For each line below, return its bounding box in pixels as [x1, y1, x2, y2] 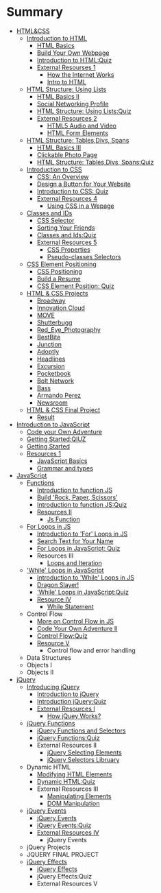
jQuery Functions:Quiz [36, 733, 100, 741]
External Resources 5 [36, 238, 97, 246]
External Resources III [36, 785, 99, 793]
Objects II [26, 668, 54, 676]
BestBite [36, 333, 61, 341]
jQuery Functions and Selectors [36, 726, 126, 735]
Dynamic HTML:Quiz [36, 777, 96, 785]
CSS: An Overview [36, 172, 89, 180]
